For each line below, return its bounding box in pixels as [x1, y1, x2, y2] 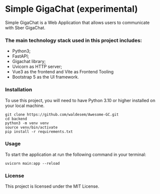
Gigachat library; [12, 59, 46, 65]
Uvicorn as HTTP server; [12, 64, 62, 69]
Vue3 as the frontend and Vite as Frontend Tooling [12, 69, 114, 75]
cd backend [5, 116, 27, 121]
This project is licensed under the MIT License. [5, 183, 100, 189]
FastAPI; [12, 53, 29, 59]
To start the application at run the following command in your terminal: [5, 151, 146, 157]
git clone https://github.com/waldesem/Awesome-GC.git [5, 112, 119, 117]
